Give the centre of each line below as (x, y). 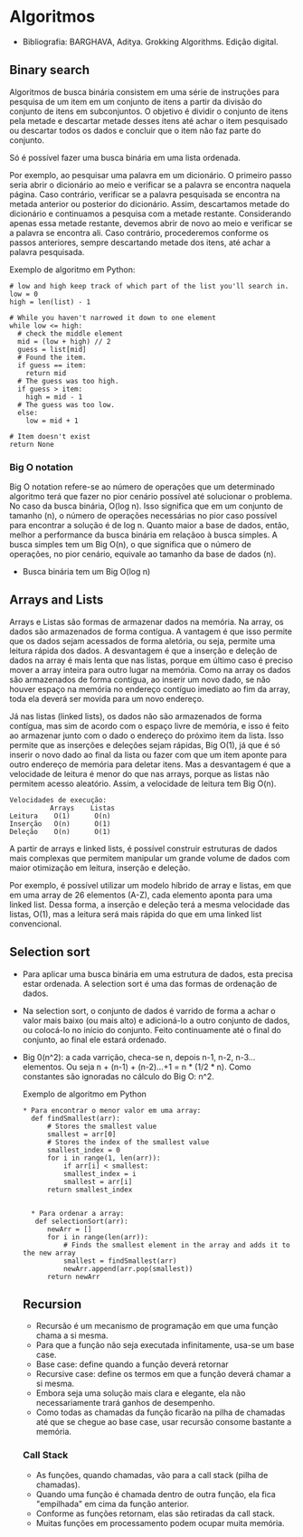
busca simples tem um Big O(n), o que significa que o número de (130, 545)
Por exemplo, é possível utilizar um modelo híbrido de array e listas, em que (151, 885)
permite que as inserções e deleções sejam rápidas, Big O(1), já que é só (145, 745)
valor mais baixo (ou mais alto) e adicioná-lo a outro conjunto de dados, (156, 1020)
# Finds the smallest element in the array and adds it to (177, 1245)
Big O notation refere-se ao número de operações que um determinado (142, 487)
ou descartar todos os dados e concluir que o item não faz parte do (135, 130)
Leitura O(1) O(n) (60, 816)
